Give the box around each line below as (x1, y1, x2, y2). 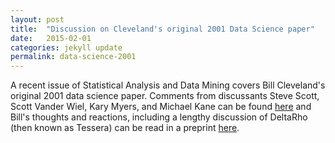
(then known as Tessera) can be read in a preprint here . (10, 122, 240, 134)
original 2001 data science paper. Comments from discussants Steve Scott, (10, 90, 320, 102)
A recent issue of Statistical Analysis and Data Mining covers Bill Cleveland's (10, 79, 326, 91)
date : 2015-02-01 (10, 33, 92, 43)
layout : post (10, 14, 65, 25)
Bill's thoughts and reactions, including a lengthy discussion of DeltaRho (10, 111, 308, 123)
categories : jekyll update (10, 42, 123, 53)
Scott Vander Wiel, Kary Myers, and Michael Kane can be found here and (10, 101, 312, 113)
